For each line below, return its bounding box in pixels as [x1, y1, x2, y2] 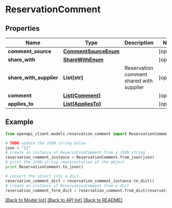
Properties [5, 24, 40, 33]
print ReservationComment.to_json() [5, 164, 83, 170]
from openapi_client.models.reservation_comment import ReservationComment [5, 131, 170, 136]
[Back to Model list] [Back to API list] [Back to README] [5, 197, 123, 203]
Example [5, 118, 34, 127]
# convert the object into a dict [5, 173, 79, 179]
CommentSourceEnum [63, 48, 120, 55]
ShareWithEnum [63, 56, 104, 63]
